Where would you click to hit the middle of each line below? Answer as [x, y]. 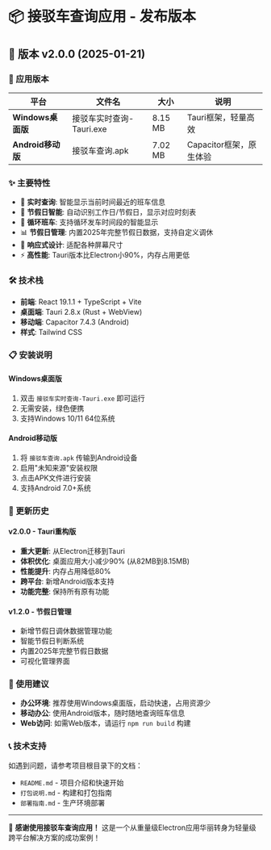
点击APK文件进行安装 [55, 478]
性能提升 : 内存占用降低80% [65, 571]
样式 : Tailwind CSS [51, 333]
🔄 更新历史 [29, 511]
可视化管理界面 [45, 661]
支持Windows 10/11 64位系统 [67, 418]
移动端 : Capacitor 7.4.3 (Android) [74, 322]
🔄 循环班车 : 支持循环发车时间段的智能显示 [89, 222]
